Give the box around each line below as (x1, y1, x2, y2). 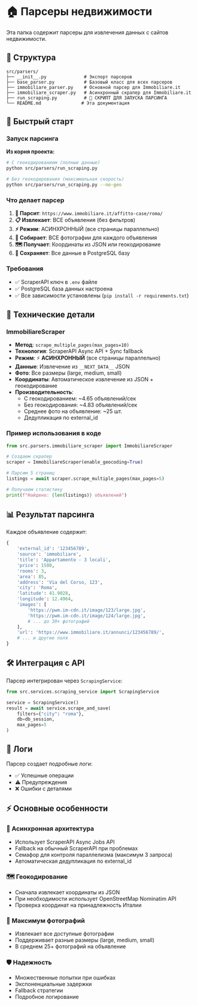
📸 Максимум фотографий (6, 916, 85, 925)
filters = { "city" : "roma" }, (17, 711, 84, 717)
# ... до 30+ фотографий (28, 618, 90, 624)
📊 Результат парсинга (6, 509, 95, 520)
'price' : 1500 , (17, 562, 55, 568)
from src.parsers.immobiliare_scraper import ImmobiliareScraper (6, 443, 172, 449)
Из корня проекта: (6, 148, 55, 155)
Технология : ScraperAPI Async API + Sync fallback (14, 348, 144, 355)
